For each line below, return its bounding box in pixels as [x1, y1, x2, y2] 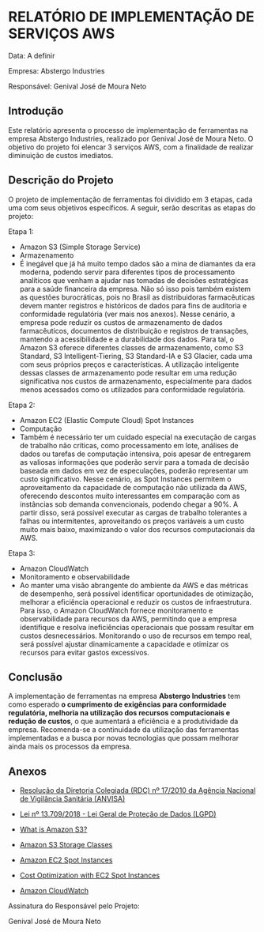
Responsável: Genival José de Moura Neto [8, 81, 147, 91]
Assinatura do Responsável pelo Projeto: [8, 901, 140, 911]
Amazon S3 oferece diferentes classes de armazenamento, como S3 [19, 342, 243, 352]
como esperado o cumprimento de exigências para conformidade [8, 700, 227, 709]
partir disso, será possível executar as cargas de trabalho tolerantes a [19, 508, 247, 517]
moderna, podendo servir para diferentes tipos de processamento [19, 267, 236, 277]
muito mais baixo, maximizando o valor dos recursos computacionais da [19, 524, 255, 534]
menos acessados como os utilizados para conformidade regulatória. [19, 384, 246, 394]
